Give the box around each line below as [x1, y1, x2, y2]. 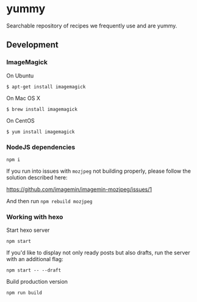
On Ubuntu [6, 72, 34, 79]
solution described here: [6, 173, 68, 181]
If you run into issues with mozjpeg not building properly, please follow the [6, 167, 191, 174]
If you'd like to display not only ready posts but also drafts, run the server [6, 249, 190, 256]
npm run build [6, 290, 43, 296]
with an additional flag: [6, 256, 63, 263]
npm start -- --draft [6, 267, 62, 273]
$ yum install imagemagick [6, 129, 75, 135]
